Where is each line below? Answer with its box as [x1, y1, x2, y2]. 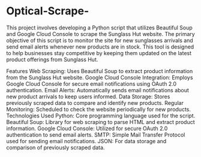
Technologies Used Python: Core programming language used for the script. [6, 112, 196, 119]
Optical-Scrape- [6, 4, 89, 18]
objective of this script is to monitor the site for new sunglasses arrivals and [6, 37, 193, 44]
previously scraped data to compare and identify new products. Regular [6, 99, 184, 106]
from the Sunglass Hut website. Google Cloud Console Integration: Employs [6, 74, 193, 81]
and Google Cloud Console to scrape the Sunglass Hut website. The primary [6, 30, 195, 37]
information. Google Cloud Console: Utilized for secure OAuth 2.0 [6, 125, 168, 132]
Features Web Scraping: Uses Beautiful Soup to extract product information [6, 67, 193, 74]
